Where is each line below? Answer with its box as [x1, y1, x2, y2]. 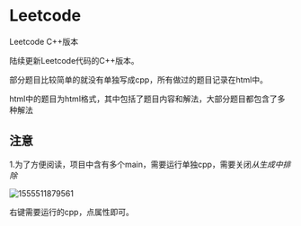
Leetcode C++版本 [9, 36, 79, 47]
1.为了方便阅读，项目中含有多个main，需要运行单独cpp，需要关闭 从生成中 [9, 159, 283, 169]
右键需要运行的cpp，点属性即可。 [9, 206, 135, 217]
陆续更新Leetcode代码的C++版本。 [9, 55, 139, 65]
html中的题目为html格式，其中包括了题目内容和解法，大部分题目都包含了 [9, 93, 279, 104]
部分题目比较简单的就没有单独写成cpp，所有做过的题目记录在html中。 [9, 74, 268, 85]
